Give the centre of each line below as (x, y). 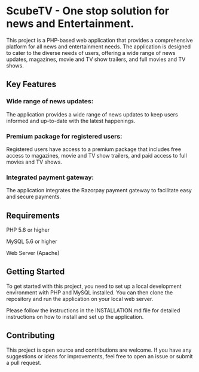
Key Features (31, 84)
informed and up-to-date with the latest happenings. (71, 121)
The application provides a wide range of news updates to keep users (92, 114)
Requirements (33, 215)
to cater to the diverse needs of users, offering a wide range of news (91, 53)
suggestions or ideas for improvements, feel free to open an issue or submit (99, 356)
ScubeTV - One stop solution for (88, 11)
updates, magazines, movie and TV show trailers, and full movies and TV (96, 59)
